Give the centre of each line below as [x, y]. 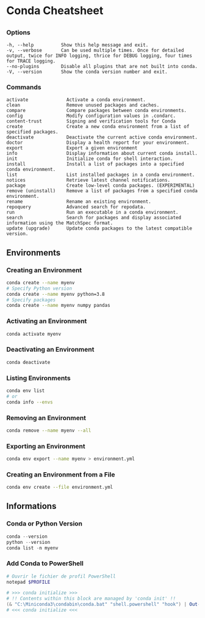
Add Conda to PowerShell [45, 563]
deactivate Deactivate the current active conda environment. [102, 138]
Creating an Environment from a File [61, 474]
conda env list [26, 390]
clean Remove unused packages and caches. [83, 105]
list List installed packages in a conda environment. [101, 175]
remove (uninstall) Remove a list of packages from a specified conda [102, 191]
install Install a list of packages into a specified [95, 164]
